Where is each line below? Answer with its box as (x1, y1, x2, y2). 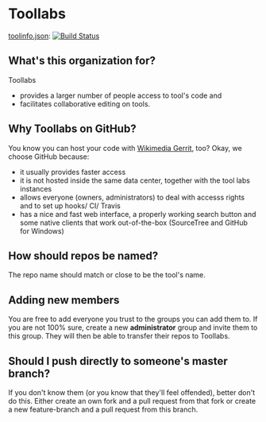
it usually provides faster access (19, 167, 126, 176)
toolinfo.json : (8, 31, 51, 41)
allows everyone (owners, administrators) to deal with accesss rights (19, 192, 245, 202)
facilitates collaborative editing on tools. (19, 99, 151, 108)
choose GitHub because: (8, 152, 90, 161)
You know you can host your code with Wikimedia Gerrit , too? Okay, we (8, 143, 242, 153)
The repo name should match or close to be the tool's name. (8, 270, 206, 280)
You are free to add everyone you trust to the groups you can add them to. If (8, 315, 258, 324)
